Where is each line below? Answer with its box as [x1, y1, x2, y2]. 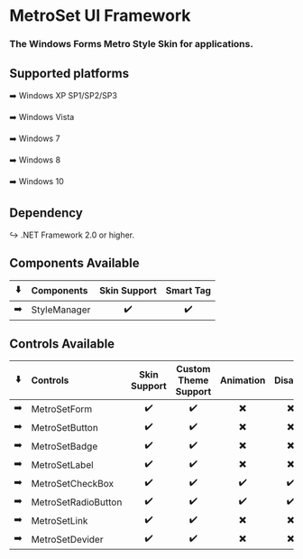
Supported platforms [9, 65, 129, 81]
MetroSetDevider [31, 533, 104, 545]
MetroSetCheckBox [31, 477, 115, 489]
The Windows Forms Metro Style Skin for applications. [9, 38, 254, 51]
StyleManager [31, 303, 91, 316]
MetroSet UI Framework [9, 5, 191, 26]
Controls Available [9, 336, 115, 351]
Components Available [9, 256, 140, 271]
